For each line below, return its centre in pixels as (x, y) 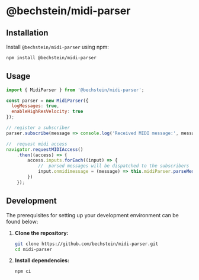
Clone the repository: (41, 233)
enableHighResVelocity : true (47, 112)
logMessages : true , (36, 106)
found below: (22, 221)
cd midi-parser (33, 249)
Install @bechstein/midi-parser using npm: (58, 47)
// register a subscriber (38, 128)
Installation (27, 33)
